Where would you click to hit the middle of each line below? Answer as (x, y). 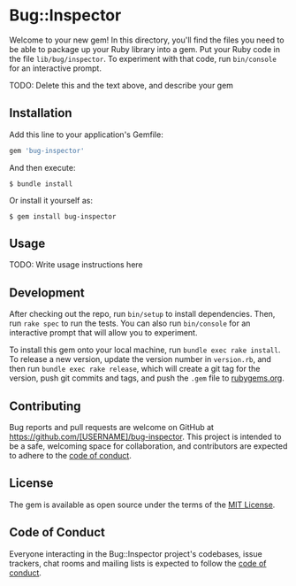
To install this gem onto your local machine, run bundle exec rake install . (145, 350)
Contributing (45, 406)
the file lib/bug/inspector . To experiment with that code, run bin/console (143, 58)
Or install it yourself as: (51, 200)
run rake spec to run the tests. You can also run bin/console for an (130, 323)
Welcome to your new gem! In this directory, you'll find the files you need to (147, 40)
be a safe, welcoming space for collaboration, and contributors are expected (148, 446)
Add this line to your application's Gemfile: (86, 135)
